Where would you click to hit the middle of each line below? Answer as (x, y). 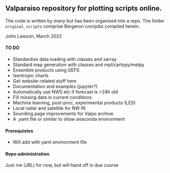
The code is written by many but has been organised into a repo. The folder (85, 20)
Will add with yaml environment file (50, 142)
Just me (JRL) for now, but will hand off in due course (62, 165)
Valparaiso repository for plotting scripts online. (84, 8)
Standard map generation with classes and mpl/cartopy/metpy (79, 65)
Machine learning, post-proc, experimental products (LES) (74, 103)
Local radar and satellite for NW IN (49, 108)
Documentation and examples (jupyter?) (55, 86)
